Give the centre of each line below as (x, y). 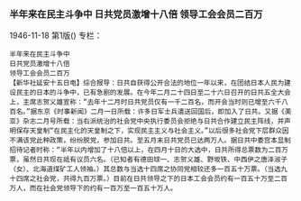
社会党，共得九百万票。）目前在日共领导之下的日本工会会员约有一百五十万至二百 (162, 179)
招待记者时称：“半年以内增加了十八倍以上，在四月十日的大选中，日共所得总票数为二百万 (149, 151)
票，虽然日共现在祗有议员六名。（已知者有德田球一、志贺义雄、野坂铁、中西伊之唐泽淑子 (149, 160)
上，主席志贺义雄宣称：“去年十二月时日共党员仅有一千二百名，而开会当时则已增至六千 (146, 102)
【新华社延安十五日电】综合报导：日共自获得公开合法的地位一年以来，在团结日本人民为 (147, 83)
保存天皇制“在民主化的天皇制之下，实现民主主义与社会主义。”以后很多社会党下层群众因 (152, 131)
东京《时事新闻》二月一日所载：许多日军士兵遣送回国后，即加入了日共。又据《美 (164, 112)
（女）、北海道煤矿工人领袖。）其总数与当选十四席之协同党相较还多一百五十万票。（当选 (145, 169)
